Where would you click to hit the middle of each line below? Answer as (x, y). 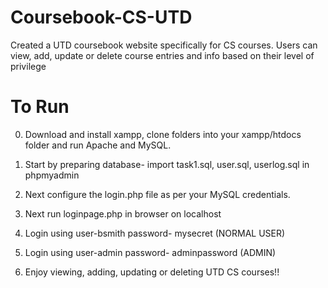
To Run (40, 107)
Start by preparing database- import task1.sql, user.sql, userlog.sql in (167, 164)
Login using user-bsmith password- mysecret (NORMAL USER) (155, 233)
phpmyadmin (52, 175)
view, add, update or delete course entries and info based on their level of (162, 55)
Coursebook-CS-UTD (101, 17)
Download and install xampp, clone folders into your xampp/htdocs (163, 134)
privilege (28, 66)
